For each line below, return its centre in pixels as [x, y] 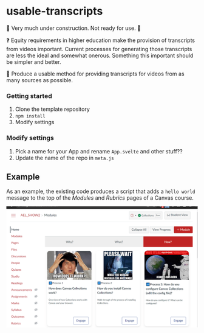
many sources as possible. [40, 80]
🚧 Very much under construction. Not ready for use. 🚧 [74, 28]
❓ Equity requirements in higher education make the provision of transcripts [101, 40]
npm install [30, 116]
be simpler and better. [34, 61]
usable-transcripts [55, 11]
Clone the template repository [52, 109]
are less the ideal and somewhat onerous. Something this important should [100, 55]
